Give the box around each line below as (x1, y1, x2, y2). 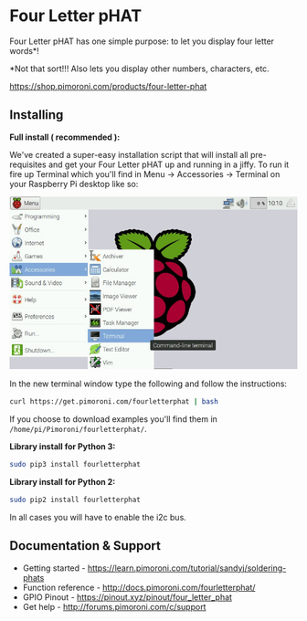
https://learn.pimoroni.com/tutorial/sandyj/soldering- (87, 563, 287, 574)
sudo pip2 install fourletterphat (9, 495, 142, 504)
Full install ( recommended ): (9, 132, 121, 142)
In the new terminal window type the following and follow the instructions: (9, 378, 288, 389)
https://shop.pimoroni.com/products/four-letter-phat (9, 80, 207, 91)
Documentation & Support (9, 538, 162, 553)
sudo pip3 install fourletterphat (9, 460, 142, 469)
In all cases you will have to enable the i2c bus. (9, 511, 187, 522)
